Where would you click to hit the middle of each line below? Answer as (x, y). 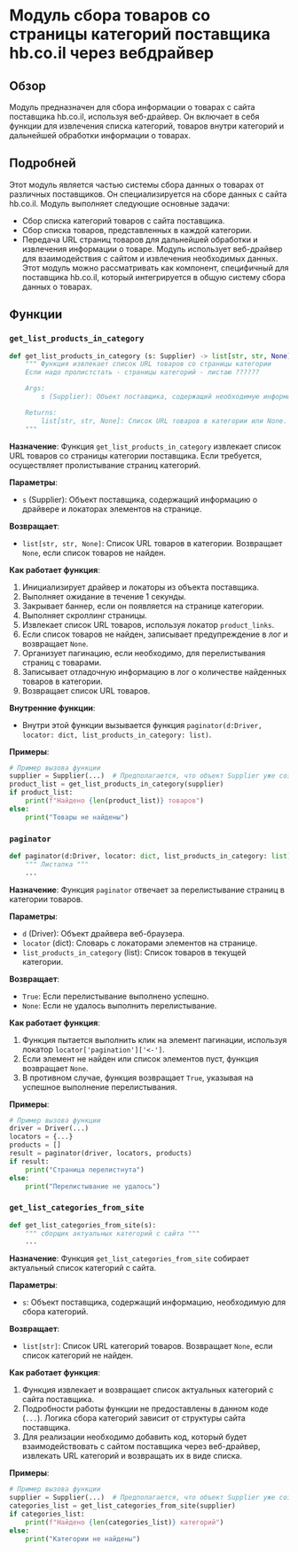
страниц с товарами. (62, 662)
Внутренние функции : (52, 708)
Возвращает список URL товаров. (86, 690)
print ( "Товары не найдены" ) (77, 817)
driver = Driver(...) (49, 1129)
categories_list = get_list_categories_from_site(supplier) (123, 1506)
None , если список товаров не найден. (94, 553)
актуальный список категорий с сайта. (83, 1268)
